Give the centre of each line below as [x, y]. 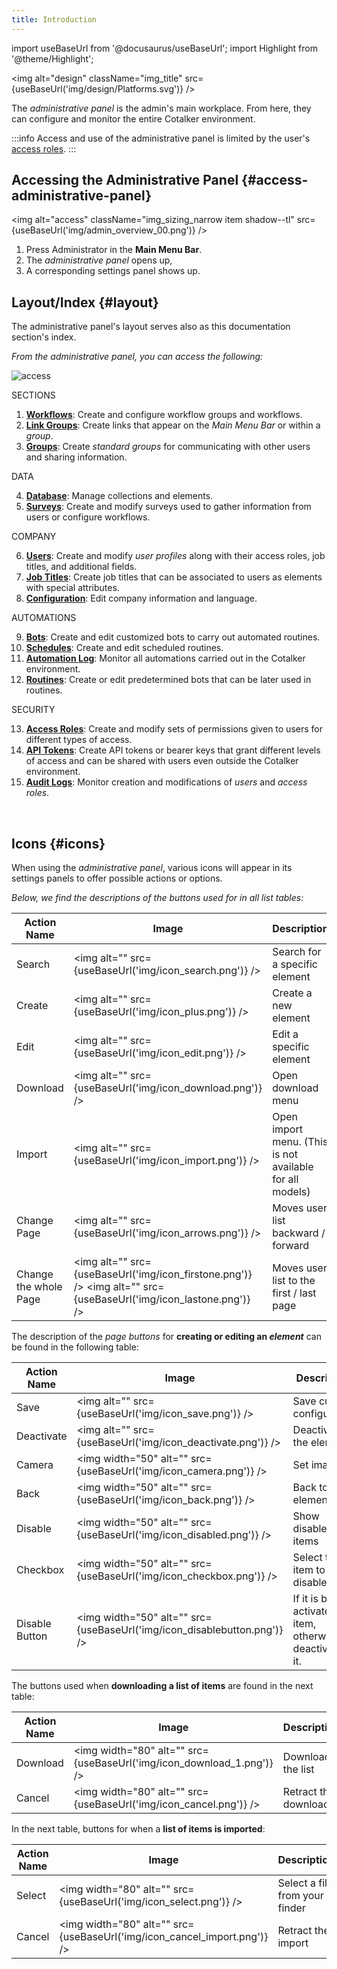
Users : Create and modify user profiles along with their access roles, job [175, 556]
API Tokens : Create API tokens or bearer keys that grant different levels [173, 750]
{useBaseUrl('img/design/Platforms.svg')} [97, 88]
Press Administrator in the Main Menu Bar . [114, 250]
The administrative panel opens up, [99, 260]
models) [291, 1192]
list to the [294, 1281]
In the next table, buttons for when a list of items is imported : [138, 1829]
